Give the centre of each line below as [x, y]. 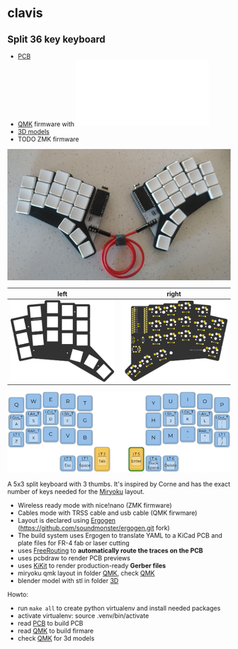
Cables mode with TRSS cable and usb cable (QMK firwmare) [107, 513]
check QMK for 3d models [56, 638]
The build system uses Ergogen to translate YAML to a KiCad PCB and [120, 535]
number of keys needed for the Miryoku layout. [76, 492]
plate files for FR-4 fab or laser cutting [73, 543]
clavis [25, 13]
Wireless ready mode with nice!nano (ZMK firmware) [95, 505]
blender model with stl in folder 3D [68, 580]
